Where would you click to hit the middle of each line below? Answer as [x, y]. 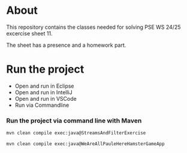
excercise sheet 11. [29, 33]
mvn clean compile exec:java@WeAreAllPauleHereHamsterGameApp [85, 144]
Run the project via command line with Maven [74, 121]
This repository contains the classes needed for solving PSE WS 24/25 [93, 27]
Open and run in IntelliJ [44, 92]
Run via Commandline [42, 105]
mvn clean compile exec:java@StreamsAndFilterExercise [76, 133]
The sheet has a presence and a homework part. [66, 45]
